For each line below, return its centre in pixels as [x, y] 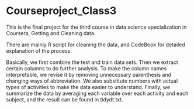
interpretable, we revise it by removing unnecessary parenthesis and [89, 74]
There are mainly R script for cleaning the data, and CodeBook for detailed [96, 45]
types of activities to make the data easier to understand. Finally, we [88, 87]
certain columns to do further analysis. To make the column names [86, 68]
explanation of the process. [39, 50]
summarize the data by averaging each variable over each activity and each [97, 93]
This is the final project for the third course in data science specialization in [96, 27]
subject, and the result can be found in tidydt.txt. [65, 99]
